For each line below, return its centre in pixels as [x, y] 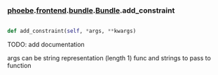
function [19, 66]
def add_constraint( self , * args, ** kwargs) [72, 31]
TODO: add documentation [46, 45]
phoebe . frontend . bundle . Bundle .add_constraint [91, 11]
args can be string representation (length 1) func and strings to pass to [109, 58]
